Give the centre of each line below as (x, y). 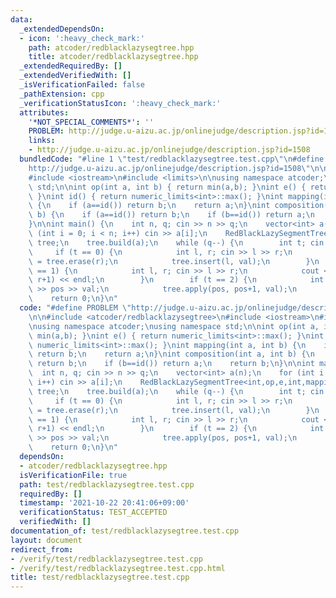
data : (21, 19)
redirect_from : (42, 549)
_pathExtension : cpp (62, 94)
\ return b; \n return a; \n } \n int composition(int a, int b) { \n (171, 354)
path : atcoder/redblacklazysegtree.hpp (111, 47)
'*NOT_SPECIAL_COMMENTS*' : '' (91, 122)
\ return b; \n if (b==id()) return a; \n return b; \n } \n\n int (171, 364)
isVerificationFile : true (73, 475)
